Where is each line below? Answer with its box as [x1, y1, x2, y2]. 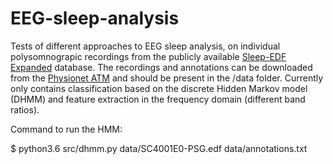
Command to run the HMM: [10, 123, 123, 135]
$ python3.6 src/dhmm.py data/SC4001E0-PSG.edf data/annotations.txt [10, 142, 308, 154]
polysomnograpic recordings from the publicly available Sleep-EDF [10, 50, 287, 62]
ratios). [10, 103, 40, 116]
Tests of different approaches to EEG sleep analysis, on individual [10, 40, 281, 52]
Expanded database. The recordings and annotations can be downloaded [10, 61, 313, 73]
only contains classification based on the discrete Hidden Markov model [10, 82, 308, 94]
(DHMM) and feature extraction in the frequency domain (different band [10, 93, 306, 105]
